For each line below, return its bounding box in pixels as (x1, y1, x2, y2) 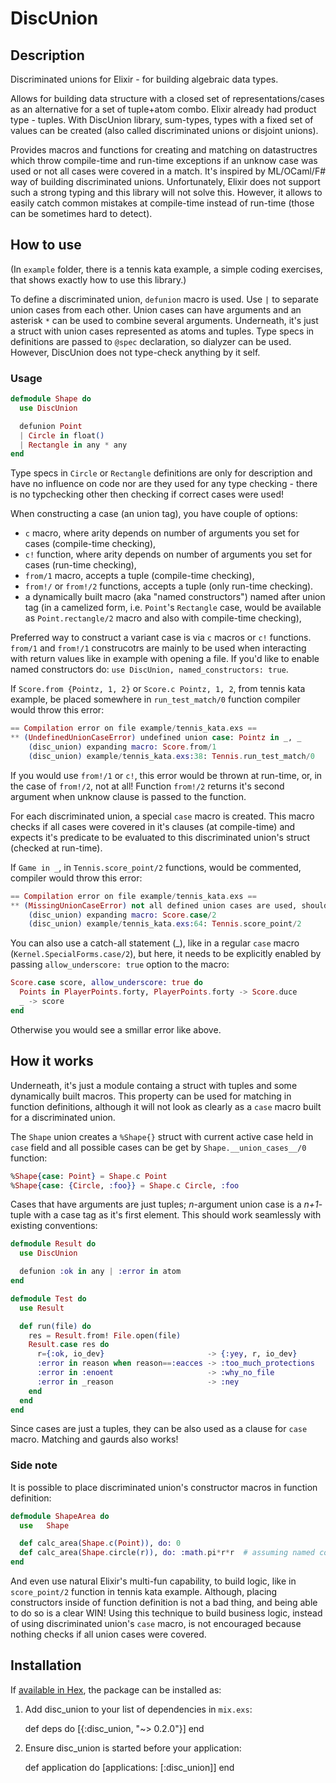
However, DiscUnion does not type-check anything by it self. (10, 346, 261, 358)
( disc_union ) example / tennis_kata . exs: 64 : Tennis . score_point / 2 (28, 919, 302, 929)
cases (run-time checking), (24, 559, 137, 571)
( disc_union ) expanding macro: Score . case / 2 (28, 910, 217, 920)
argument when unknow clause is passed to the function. (10, 790, 247, 802)
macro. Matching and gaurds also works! (10, 1433, 179, 1446)
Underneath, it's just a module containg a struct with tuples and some (10, 1079, 298, 1091)
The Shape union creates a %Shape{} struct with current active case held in (10, 1130, 314, 1142)
